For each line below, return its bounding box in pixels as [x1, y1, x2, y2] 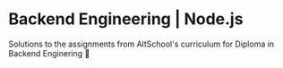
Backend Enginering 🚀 [8, 47, 90, 58]
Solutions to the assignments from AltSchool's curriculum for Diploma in [8, 38, 275, 49]
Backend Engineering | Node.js [8, 9, 244, 30]
